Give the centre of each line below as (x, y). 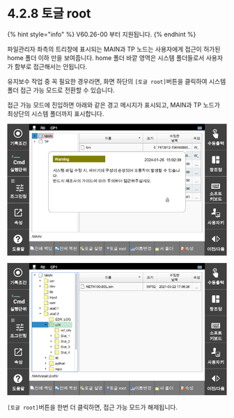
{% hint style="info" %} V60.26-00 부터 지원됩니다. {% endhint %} (102, 34)
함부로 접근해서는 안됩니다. (51, 66)
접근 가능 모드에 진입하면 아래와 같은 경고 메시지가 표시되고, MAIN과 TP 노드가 (114, 105)
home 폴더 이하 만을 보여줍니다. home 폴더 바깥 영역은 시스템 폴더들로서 (106, 58)
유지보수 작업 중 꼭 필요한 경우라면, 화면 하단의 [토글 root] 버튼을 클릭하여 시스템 (117, 81)
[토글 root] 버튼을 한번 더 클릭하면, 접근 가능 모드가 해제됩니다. (92, 407)
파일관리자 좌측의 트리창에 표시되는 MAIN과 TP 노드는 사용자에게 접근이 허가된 (114, 49)
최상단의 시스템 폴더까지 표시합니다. (56, 113)
